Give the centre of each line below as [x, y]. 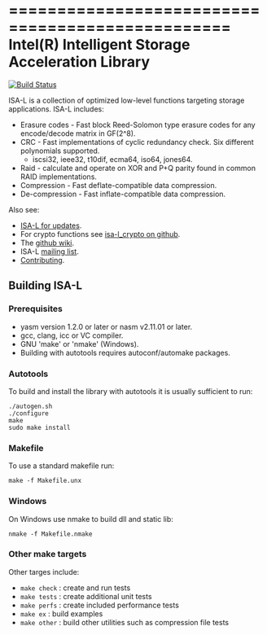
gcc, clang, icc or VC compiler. [72, 335]
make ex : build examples [61, 613]
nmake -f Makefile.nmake [50, 534]
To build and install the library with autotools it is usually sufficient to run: [131, 391]
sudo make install [39, 427]
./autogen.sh [31, 406]
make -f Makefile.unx [45, 481]
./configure [28, 413]
